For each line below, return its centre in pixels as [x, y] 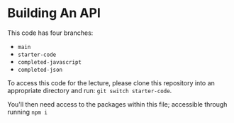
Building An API [54, 13]
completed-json [40, 70]
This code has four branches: [50, 33]
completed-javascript [49, 62]
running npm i [28, 112]
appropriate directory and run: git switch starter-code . [90, 90]
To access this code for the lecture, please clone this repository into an [111, 82]
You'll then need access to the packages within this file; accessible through [117, 104]
